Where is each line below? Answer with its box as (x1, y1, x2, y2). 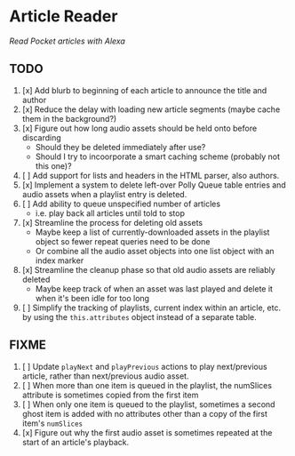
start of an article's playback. (21, 436, 130, 447)
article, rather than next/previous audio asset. (21, 371, 189, 381)
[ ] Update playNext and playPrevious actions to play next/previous (21, 361, 268, 372)
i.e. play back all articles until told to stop (35, 207, 185, 219)
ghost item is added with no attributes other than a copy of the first (21, 408, 268, 419)
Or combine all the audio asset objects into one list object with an (35, 245, 275, 256)
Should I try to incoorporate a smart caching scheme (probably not (35, 151, 281, 162)
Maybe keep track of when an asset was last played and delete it (35, 283, 274, 294)
